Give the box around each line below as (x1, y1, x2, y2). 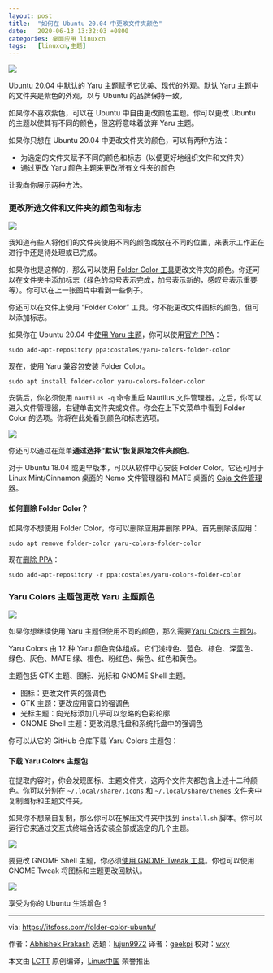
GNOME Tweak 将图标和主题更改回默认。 (8, 866, 147, 876)
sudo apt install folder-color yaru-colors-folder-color (8, 378, 206, 386)
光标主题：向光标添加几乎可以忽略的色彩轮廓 (19, 708, 171, 718)
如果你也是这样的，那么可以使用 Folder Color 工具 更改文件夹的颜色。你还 (8, 265, 253, 275)
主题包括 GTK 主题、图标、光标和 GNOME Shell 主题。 (8, 671, 191, 681)
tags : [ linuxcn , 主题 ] (8, 42, 87, 50)
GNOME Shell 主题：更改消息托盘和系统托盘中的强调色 (19, 718, 203, 728)
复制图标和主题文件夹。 (8, 796, 87, 806)
